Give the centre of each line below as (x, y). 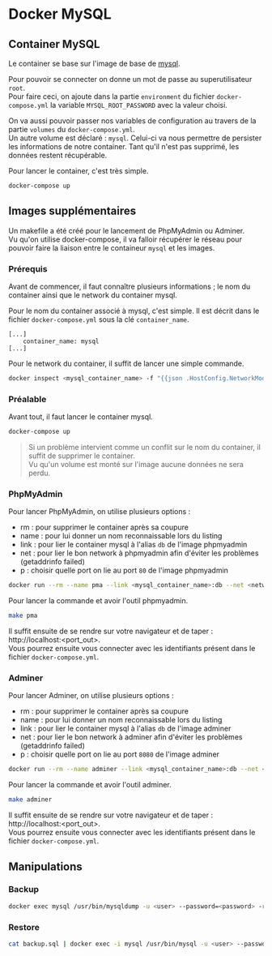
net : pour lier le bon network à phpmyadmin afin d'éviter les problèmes (139, 553)
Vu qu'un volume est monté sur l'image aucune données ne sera (136, 465)
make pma (23, 616)
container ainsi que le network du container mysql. (93, 295)
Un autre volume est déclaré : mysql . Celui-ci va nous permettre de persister (135, 138)
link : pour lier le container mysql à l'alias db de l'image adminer (125, 729)
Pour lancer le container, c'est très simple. (79, 171)
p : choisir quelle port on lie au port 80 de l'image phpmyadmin (124, 570)
